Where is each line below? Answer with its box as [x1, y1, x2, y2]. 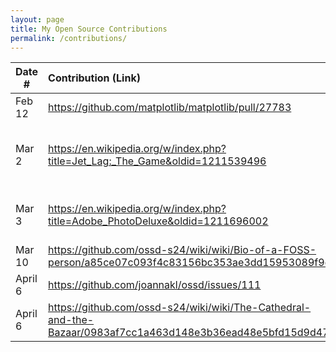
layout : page [10, 14, 65, 25]
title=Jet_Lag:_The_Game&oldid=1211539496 [48, 154, 267, 168]
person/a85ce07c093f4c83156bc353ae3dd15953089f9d [48, 256, 332, 270]
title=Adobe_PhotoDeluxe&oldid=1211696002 [48, 214, 269, 228]
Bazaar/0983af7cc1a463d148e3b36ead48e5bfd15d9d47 [48, 326, 330, 340]
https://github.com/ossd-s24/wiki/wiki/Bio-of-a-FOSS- [48, 243, 317, 257]
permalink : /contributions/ [10, 33, 128, 43]
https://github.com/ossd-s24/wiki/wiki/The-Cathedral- [48, 301, 312, 315]
